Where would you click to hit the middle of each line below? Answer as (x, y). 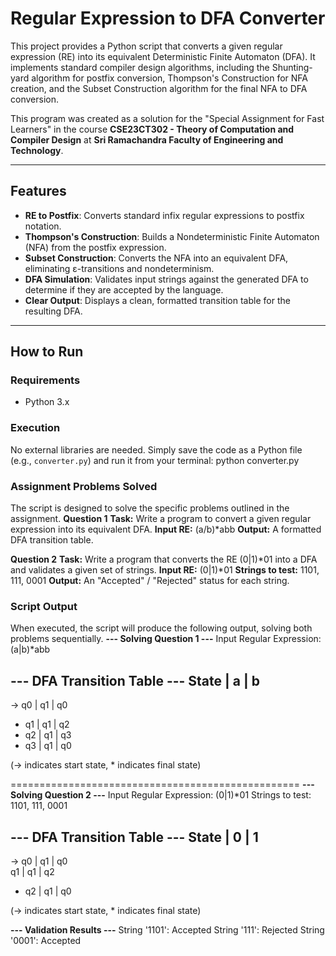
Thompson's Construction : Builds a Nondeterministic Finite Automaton (172, 236)
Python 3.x (47, 402)
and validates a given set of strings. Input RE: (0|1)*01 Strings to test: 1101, (165, 570)
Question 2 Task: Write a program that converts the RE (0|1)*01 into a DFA (164, 559)
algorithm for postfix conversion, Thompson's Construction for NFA (170, 78)
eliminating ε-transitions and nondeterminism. (119, 268)
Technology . (37, 150)
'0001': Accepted (46, 940)
